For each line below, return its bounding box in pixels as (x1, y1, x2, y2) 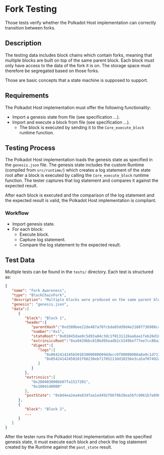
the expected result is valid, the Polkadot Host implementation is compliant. (5, 198, 157, 203)
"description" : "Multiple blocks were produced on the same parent (11, 298, 152, 303)
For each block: (12, 226, 44, 232)
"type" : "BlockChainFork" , (11, 293, 67, 298)
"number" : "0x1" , (31, 329, 64, 334)
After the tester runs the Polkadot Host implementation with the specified (5, 434, 152, 440)
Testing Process (5, 144, 56, 152)
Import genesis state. (12, 221, 55, 227)
